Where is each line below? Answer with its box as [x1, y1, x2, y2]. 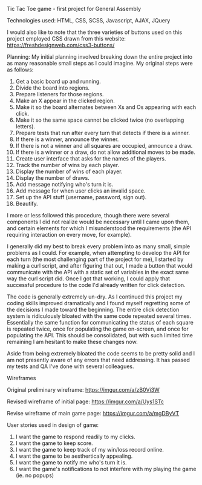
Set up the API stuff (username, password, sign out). [15, 194, 147, 200]
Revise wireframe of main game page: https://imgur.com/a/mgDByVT [7, 410, 180, 417]
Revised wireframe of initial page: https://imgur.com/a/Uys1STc [7, 398, 165, 405]
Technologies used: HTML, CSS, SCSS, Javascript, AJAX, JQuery [7, 17, 171, 24]
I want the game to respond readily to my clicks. [15, 433, 135, 440]
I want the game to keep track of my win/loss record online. [15, 446, 164, 453]
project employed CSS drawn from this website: [7, 35, 126, 42]
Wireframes [7, 375, 36, 381]
